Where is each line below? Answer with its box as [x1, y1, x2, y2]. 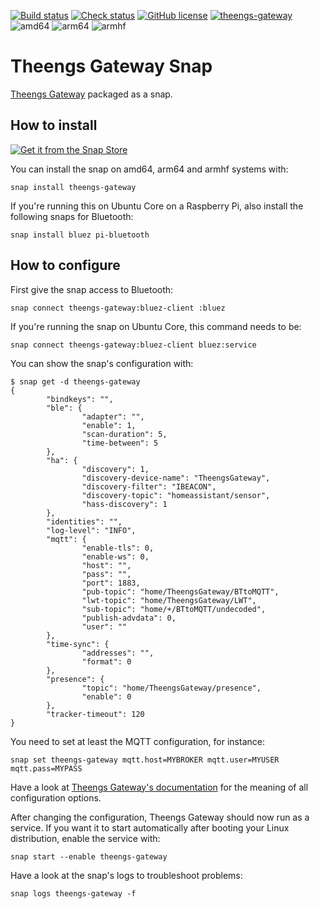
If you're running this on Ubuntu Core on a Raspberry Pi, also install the [10, 200, 304, 212]
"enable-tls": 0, [81, 543, 155, 553]
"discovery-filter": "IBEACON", [81, 481, 217, 492]
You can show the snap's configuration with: [10, 357, 194, 369]
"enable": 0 [81, 691, 132, 702]
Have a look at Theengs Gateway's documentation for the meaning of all [10, 781, 309, 793]
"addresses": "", [81, 648, 155, 658]
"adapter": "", [81, 411, 145, 422]
